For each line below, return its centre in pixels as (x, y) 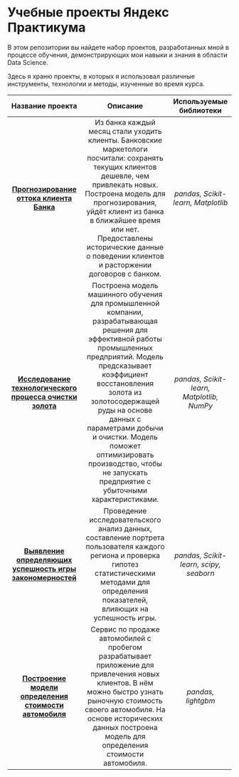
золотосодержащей (125, 401)
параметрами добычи (125, 428)
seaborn (200, 573)
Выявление (44, 551)
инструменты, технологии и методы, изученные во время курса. (106, 83)
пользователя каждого (125, 546)
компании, (125, 312)
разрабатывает (125, 656)
